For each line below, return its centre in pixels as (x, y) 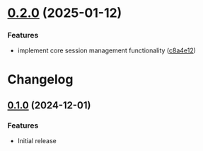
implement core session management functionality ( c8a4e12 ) (107, 50)
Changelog (40, 79)
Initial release (37, 141)
